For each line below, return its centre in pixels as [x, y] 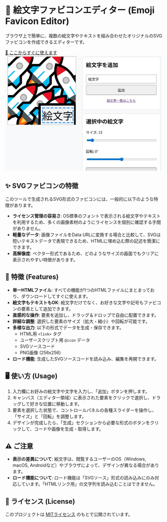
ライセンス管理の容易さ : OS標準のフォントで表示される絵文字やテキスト [86, 216]
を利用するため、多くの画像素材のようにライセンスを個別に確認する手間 [86, 222]
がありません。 [28, 228]
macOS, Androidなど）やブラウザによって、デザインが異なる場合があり [86, 465]
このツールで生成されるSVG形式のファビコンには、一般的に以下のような [80, 199]
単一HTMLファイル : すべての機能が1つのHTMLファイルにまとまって [81, 290]
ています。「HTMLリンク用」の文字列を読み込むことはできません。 [89, 484]
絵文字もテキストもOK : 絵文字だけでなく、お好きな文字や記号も [78, 302]
